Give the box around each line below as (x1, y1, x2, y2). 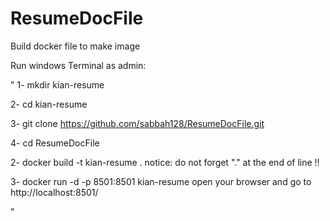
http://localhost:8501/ (10, 186, 99, 198)
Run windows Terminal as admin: (10, 59, 147, 71)
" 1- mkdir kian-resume (10, 78, 105, 91)
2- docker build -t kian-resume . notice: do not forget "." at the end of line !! (10, 156, 320, 168)
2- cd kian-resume (10, 98, 88, 110)
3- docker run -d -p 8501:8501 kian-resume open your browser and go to (10, 175, 312, 187)
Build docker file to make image (10, 40, 141, 52)
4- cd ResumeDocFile (10, 137, 100, 149)
